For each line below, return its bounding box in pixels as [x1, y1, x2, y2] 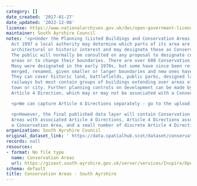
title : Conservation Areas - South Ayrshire [6, 171, 117, 177]
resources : [6, 144, 33, 150]
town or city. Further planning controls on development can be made [11, 85, 185, 91]
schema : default [6, 166, 46, 171]
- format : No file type [6, 149, 64, 155]
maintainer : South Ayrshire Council [6, 30, 96, 36]
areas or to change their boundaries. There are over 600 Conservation [11, 57, 191, 63]
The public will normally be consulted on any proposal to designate [11, 52, 185, 58]
